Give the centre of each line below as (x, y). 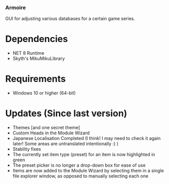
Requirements (36, 79)
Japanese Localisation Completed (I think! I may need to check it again (87, 138)
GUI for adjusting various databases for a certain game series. (70, 19)
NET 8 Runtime (28, 53)
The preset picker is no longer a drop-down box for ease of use (79, 165)
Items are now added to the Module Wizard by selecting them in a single (88, 171)
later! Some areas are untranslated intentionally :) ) (65, 144)
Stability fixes (27, 149)
